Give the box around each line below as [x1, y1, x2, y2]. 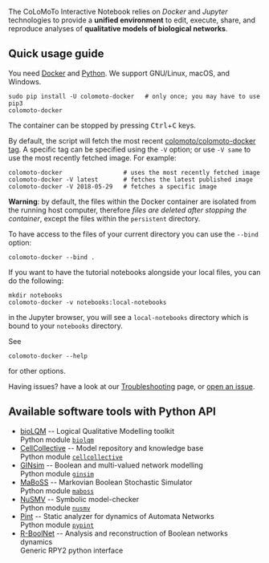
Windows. [8, 76, 42, 87]
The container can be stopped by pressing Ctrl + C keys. [8, 120, 197, 130]
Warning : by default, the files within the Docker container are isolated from [8, 196, 257, 206]
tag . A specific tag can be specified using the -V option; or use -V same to [8, 144, 251, 154]
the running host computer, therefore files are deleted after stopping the [8, 205, 247, 215]
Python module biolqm [19, 435, 95, 444]
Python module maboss [19, 485, 95, 496]
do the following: [8, 276, 64, 286]
